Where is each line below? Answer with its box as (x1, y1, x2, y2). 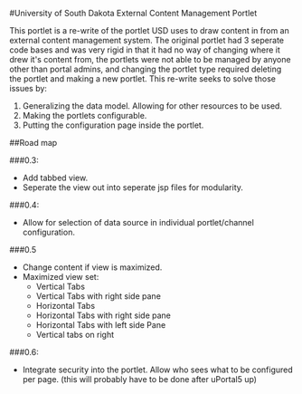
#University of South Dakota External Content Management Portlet (9, 8, 258, 18)
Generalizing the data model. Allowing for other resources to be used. (22, 101, 283, 111)
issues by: (9, 83, 48, 93)
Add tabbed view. (22, 172, 89, 183)
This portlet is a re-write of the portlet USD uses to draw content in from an (9, 25, 289, 35)
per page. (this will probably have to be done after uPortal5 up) (22, 374, 258, 384)
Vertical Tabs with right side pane (35, 291, 161, 302)
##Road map (9, 138, 58, 148)
